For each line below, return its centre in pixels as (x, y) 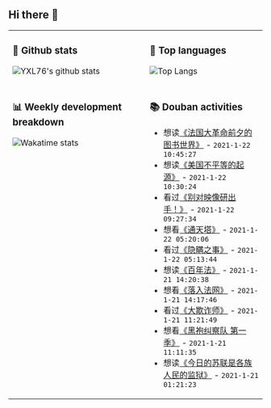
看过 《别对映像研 (196, 197)
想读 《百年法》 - (196, 270)
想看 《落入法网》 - (200, 290)
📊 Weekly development (67, 107)
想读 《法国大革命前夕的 (208, 132)
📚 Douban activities (196, 107)
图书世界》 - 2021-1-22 (207, 145)
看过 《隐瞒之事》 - (200, 250)
